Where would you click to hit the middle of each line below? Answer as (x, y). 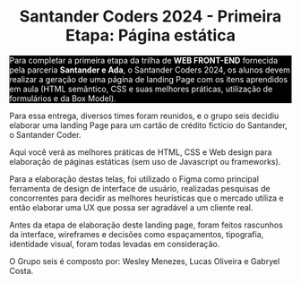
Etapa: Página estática (150, 35)
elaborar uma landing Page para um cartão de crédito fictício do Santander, (149, 125)
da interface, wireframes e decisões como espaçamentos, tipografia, (137, 234)
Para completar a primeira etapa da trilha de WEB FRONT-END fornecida (144, 60)
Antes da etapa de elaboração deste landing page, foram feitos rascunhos (146, 225)
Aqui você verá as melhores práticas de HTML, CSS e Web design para (141, 152)
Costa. (21, 270)
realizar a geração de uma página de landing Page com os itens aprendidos (149, 79)
